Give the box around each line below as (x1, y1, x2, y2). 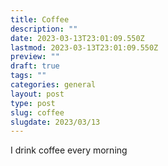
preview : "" (10, 52, 60, 62)
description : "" (10, 24, 78, 34)
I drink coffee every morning (10, 144, 128, 156)
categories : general (10, 80, 97, 90)
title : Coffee (10, 14, 70, 25)
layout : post (10, 89, 65, 99)
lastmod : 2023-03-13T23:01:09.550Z (10, 42, 159, 53)
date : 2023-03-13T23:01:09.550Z (10, 33, 145, 43)
